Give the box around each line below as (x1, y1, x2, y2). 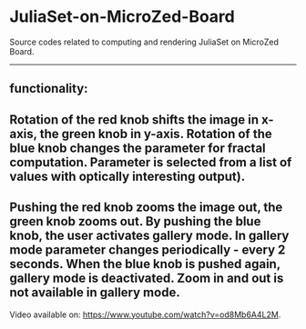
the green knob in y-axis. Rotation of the (39, 125, 272, 142)
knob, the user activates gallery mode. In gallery (9, 228, 290, 244)
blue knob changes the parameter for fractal (9, 140, 266, 155)
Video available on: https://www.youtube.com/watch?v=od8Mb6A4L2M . (9, 309, 281, 320)
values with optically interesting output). (9, 168, 246, 184)
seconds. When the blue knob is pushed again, (9, 256, 280, 272)
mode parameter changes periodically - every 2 (9, 243, 286, 258)
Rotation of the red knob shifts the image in (9, 112, 260, 127)
